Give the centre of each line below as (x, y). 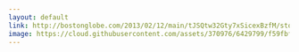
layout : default (38, 17)
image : (21, 33)
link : (18, 26)
